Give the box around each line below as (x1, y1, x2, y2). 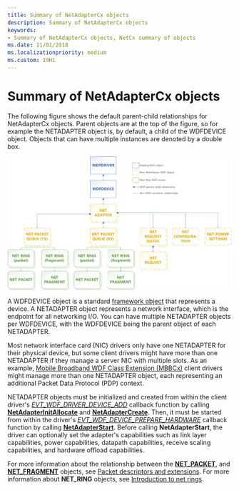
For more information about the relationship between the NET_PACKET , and (7, 460, 230, 469)
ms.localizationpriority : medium (7, 49, 107, 56)
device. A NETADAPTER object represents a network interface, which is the (7, 305, 229, 313)
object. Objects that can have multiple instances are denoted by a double (7, 134, 223, 143)
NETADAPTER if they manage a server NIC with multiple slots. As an (7, 357, 208, 365)
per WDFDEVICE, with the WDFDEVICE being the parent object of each (7, 320, 216, 328)
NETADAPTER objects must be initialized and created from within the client (7, 393, 228, 402)
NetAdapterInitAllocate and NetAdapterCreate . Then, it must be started (7, 408, 222, 417)
